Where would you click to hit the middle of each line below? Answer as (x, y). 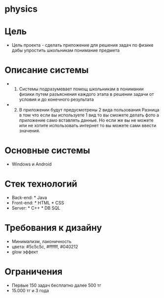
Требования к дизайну (53, 228)
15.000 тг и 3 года (30, 290)
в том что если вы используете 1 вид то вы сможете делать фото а (89, 115)
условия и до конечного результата (56, 100)
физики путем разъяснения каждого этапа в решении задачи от (86, 94)
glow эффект (25, 252)
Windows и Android (32, 164)
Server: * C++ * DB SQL (36, 208)
